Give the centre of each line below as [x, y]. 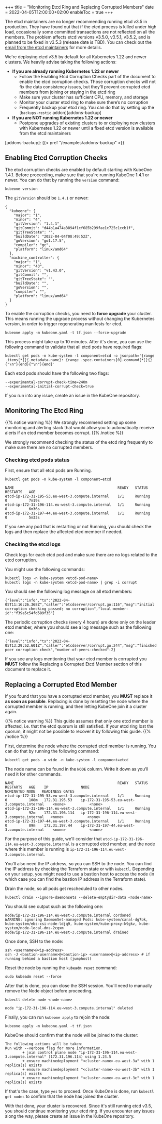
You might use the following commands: [45, 570]
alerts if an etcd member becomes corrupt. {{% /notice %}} [64, 433]
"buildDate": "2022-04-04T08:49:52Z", [53, 236]
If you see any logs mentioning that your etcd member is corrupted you [76, 659]
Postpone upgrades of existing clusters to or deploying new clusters [87, 123]
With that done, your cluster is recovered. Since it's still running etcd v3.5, [79, 1106]
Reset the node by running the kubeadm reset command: [61, 968]
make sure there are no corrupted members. [49, 447]
